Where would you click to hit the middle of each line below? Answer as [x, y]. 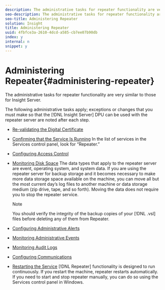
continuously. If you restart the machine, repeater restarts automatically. [85, 271]
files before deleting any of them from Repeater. [61, 219]
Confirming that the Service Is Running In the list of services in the [79, 139]
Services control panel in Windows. [48, 282]
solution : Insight [24, 23]
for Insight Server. [23, 100]
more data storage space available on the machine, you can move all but [85, 179]
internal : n [17, 42]
